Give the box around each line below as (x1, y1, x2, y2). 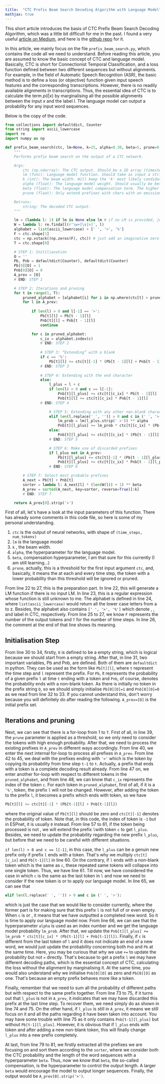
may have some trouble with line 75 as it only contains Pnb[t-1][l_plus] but (5, 1016, 159, 1022)
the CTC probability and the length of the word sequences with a (5, 1052, 137, 1058)
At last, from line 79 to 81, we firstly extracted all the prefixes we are (5, 1042, 142, 1047)
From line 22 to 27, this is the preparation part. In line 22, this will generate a (5, 585, 159, 591)
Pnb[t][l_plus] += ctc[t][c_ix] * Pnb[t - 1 (57, 460, 151, 465)
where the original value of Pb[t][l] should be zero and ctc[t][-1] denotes (5, 810, 159, 816)
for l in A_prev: (23, 300, 58, 305)
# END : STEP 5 (49, 437, 78, 442)
